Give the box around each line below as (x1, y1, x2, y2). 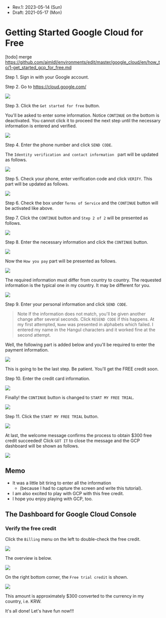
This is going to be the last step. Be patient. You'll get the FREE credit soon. (5, 365, 159, 372)
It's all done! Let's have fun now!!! (5, 608, 74, 614)
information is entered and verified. (5, 123, 77, 129)
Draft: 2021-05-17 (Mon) (12, 9, 62, 15)
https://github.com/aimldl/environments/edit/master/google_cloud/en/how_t (5, 59, 160, 65)
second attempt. (17, 332, 51, 338)
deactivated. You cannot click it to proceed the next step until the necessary (5, 117, 161, 123)
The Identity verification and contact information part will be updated (5, 151, 159, 157)
